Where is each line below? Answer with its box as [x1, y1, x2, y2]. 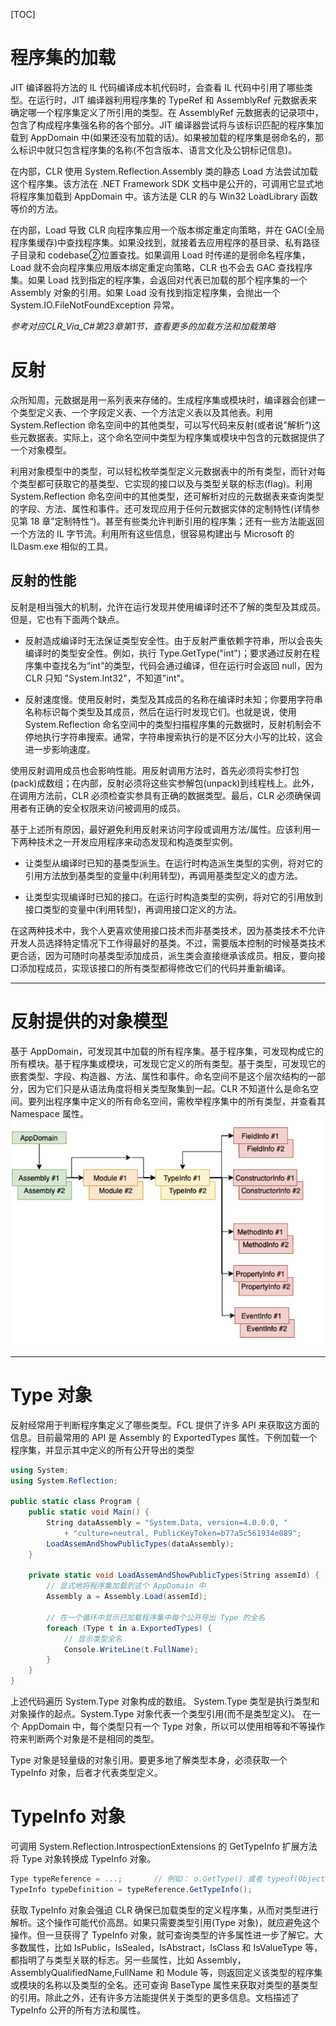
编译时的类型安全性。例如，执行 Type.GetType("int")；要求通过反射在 [24, 647, 312, 659]
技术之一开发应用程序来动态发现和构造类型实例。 [36, 835, 238, 848]
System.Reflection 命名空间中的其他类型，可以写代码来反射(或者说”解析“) [10, 419, 312, 431]
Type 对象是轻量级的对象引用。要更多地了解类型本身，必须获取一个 [10, 1754, 288, 1766]
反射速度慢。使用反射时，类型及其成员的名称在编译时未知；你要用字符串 [24, 693, 323, 705]
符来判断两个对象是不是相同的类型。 [10, 1733, 160, 1745]
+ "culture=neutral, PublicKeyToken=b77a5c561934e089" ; [63, 1528, 302, 1538]
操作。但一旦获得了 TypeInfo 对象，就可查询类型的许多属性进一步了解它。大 [10, 1929, 323, 1941]
